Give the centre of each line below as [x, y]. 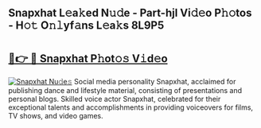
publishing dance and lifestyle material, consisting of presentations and [125, 90]
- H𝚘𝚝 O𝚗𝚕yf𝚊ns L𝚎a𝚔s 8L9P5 [86, 26]
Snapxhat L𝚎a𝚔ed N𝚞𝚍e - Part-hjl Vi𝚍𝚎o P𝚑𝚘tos [130, 13]
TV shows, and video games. [56, 116]
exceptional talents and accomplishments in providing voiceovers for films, [130, 107]
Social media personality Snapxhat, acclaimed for [155, 81]
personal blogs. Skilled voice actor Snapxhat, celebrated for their [115, 99]
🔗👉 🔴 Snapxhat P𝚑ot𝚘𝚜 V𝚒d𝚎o [88, 58]
